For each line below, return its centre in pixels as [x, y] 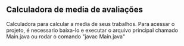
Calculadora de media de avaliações [74, 10]
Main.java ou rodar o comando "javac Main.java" [66, 36]
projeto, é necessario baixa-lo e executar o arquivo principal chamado [92, 30]
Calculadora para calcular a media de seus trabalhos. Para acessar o [91, 24]
